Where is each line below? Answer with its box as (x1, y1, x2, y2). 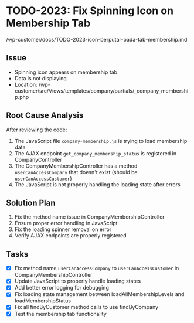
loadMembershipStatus (14, 297, 72, 304)
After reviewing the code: (6, 126, 67, 133)
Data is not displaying (14, 74, 67, 81)
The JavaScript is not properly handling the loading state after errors (14, 181, 181, 188)
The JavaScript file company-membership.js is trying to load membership (14, 137, 188, 144)
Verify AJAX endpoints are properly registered (14, 232, 127, 239)
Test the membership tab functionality (14, 310, 107, 317)
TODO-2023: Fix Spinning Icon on (6, 4, 174, 18)
